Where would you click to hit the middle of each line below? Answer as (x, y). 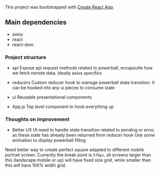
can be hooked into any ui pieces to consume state (63, 88)
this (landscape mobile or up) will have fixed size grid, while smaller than (78, 160)
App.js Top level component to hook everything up (63, 107)
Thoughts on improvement (37, 119)
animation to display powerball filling (49, 140)
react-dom (23, 44)
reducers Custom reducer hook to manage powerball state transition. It (83, 83)
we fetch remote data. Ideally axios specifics (57, 73)
